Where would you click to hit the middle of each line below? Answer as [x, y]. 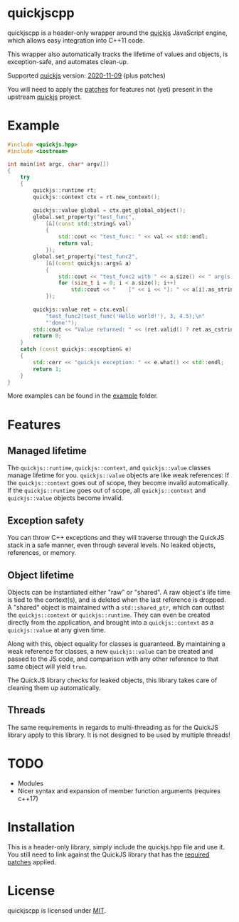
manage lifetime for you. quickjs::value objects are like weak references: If [118, 475]
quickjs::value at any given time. [57, 630]
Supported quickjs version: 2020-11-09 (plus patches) [86, 75]
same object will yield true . [47, 666]
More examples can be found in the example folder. [83, 396]
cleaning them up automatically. [54, 688]
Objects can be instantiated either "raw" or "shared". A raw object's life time [119, 592]
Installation [41, 827]
